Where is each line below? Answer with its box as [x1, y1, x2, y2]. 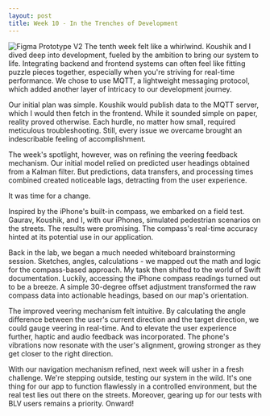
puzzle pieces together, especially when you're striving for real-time [8, 67, 235, 76]
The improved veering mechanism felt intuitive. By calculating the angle [8, 306, 246, 315]
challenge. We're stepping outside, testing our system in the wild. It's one [8, 373, 252, 382]
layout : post [8, 11, 52, 20]
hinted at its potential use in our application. [8, 232, 154, 241]
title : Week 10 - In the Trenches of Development [8, 19, 179, 27]
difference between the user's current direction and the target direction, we [8, 315, 260, 324]
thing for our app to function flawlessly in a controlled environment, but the [8, 381, 258, 391]
